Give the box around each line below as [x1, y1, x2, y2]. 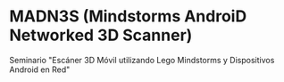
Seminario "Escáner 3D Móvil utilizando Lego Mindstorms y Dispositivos [9, 54, 275, 65]
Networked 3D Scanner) [9, 25, 193, 45]
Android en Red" [9, 64, 71, 75]
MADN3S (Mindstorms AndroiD [9, 6, 247, 27]
